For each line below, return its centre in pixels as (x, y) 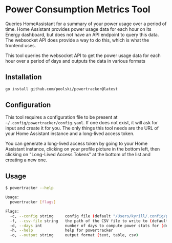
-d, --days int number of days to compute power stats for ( (87, 226)
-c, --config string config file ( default (60, 216)
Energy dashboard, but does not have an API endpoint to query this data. (82, 34)
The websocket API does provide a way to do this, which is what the (77, 40)
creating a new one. (26, 160)
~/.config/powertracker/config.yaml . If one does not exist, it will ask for (82, 123)
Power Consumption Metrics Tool (78, 10)
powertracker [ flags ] (33, 202)
